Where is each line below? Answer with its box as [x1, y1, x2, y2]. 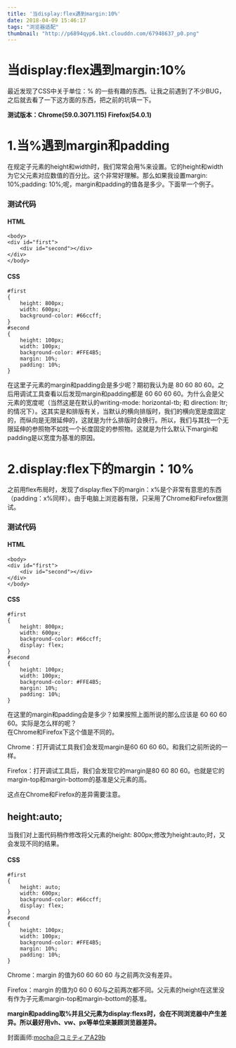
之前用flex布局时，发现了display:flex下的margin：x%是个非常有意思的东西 [7, 486, 222, 494]
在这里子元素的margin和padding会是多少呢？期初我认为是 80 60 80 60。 [7, 381, 218, 389]
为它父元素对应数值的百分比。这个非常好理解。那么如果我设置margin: [7, 172, 208, 180]
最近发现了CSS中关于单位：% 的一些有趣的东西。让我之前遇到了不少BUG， [7, 87, 225, 96]
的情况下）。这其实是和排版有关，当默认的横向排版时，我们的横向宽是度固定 [7, 407, 226, 415]
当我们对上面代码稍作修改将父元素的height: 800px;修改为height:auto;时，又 [7, 830, 226, 839]
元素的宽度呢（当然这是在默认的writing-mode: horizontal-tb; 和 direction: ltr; [7, 399, 228, 407]
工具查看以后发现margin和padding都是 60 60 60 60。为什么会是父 [31, 389, 225, 398]
